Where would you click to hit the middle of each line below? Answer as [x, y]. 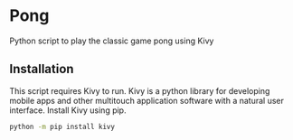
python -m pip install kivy [62, 126]
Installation [42, 69]
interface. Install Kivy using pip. [68, 110]
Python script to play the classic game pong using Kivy [112, 41]
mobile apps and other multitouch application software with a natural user [147, 100]
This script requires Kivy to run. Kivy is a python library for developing [140, 90]
